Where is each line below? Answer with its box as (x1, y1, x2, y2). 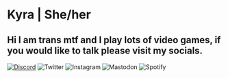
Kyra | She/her (7, 7, 91, 23)
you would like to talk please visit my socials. (7, 44, 203, 56)
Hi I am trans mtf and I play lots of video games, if (7, 34, 221, 46)
